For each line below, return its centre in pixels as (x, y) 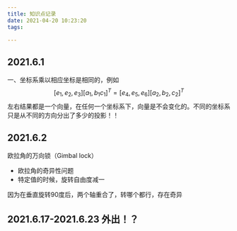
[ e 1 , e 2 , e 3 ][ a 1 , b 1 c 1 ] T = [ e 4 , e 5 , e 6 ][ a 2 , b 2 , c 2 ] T (119, 93)
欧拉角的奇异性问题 (46, 171)
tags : (15, 27)
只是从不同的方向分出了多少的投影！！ (63, 115)
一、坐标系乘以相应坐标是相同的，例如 (63, 80)
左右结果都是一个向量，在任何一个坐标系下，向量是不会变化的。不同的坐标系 (119, 106)
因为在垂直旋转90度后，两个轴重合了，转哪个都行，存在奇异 (95, 195)
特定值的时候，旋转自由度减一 (61, 180)
